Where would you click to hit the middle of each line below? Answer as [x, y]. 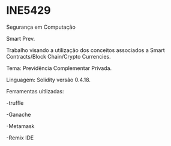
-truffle [15, 103]
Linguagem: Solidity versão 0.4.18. [49, 80]
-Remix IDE [20, 138]
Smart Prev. [21, 38]
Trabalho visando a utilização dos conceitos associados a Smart [85, 50]
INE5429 [28, 10]
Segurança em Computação [41, 27]
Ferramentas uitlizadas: [35, 91]
